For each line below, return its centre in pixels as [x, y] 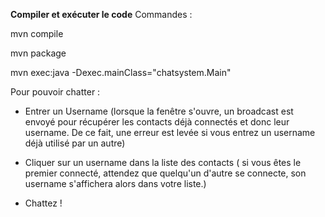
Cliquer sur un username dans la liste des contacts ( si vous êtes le [163, 162]
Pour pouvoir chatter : [55, 92]
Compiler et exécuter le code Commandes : [101, 14]
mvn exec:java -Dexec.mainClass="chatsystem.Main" [121, 72]
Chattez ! [43, 203]
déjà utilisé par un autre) [75, 143]
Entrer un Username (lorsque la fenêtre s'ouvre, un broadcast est [159, 111]
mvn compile [37, 33]
